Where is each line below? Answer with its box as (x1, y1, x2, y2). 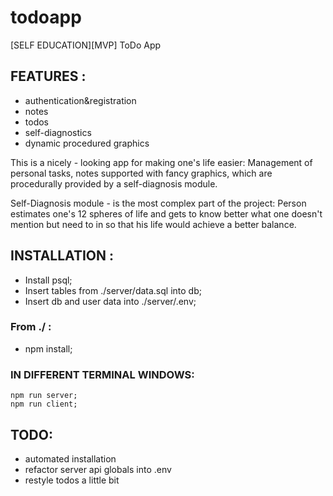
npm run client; (10, 399, 78, 410)
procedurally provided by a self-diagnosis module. (10, 177, 218, 190)
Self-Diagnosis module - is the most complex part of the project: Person (10, 197, 307, 209)
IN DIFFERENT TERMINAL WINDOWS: (10, 367, 195, 381)
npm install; (24, 342, 73, 355)
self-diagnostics (24, 126, 92, 138)
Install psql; (24, 274, 73, 286)
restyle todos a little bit (24, 474, 120, 486)
